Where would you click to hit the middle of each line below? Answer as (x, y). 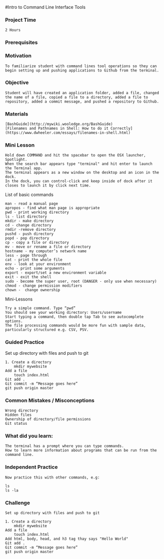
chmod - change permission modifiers (44, 286)
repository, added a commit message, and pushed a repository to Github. (82, 101)
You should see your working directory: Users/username (63, 313)
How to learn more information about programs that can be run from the (81, 450)
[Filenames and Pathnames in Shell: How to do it (57, 129)
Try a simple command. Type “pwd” (41, 308)
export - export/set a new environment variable (56, 273)
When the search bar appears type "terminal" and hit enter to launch (79, 164)
